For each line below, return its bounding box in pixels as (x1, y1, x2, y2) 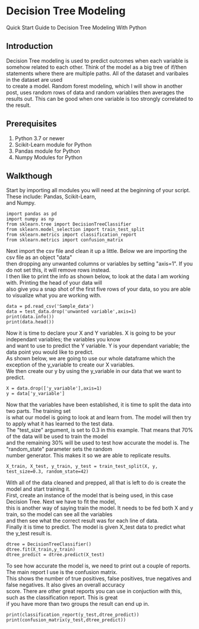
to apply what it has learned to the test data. (6, 420, 114, 427)
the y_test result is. (6, 530, 52, 537)
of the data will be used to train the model (6, 433, 108, 440)
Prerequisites (6, 119, 57, 129)
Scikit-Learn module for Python (14, 141, 92, 148)
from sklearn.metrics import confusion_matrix (6, 237, 124, 243)
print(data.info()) (6, 314, 55, 320)
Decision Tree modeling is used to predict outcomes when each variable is (6, 57, 189, 64)
